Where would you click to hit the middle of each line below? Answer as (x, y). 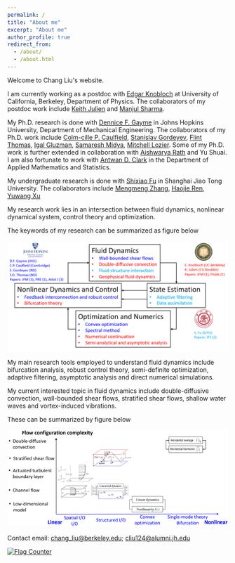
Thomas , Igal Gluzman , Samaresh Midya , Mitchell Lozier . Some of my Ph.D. (116, 145)
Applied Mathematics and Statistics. (59, 167)
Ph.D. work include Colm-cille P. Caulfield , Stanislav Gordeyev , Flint (105, 137)
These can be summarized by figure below (69, 419)
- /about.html (34, 60)
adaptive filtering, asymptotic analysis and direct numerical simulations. (111, 377)
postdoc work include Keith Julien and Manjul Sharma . (86, 108)
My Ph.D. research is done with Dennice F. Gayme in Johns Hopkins (106, 122)
